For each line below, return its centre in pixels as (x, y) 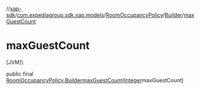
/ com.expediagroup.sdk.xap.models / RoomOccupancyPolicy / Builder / (99, 15)
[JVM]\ (15, 62)
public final (20, 74)
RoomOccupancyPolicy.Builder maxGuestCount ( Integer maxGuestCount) (95, 80)
